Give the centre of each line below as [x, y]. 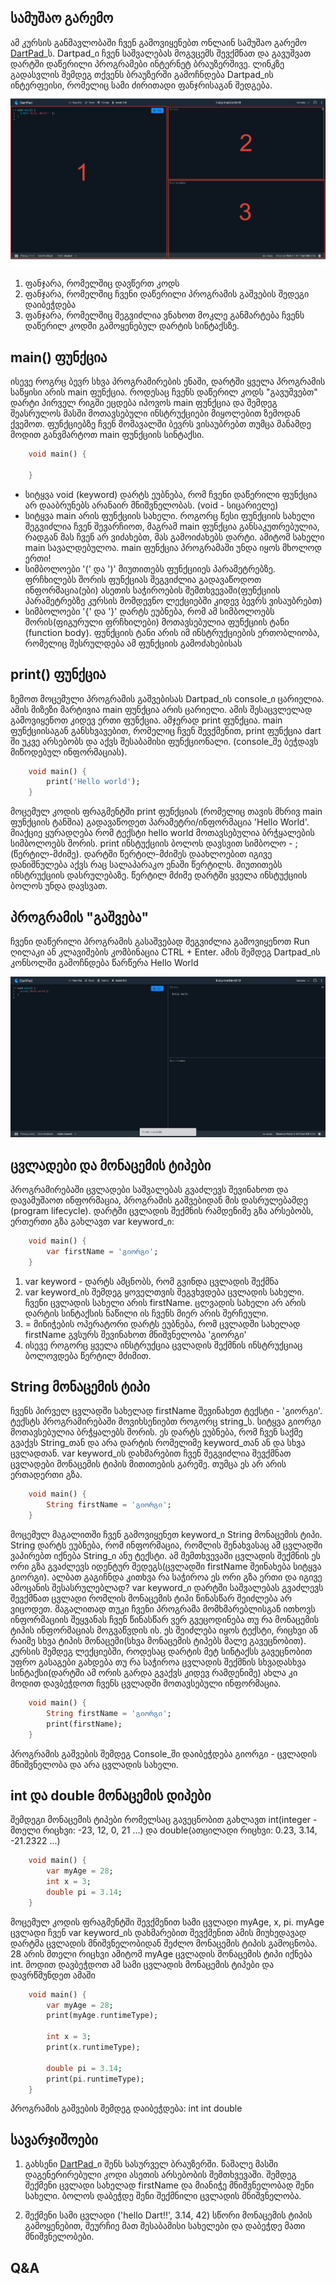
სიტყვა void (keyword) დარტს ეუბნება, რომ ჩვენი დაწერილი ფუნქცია [171, 494]
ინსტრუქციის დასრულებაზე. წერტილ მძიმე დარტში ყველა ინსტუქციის [159, 875]
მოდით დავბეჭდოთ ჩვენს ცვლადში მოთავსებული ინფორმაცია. [146, 1683]
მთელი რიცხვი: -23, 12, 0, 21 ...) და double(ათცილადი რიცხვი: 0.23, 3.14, [164, 1830]
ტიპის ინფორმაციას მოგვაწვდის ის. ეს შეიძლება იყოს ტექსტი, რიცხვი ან [164, 1630]
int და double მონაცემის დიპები [111, 1795]
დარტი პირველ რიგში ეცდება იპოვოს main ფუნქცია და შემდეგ [144, 403]
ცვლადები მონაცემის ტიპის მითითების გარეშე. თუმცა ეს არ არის [148, 1464]
